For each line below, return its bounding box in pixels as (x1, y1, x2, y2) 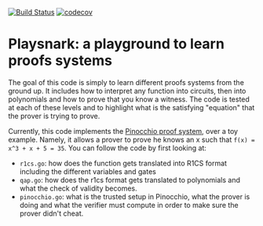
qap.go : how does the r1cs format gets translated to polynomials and (19, 175, 241, 184)
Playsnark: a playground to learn (8, 35, 225, 53)
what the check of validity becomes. (19, 183, 137, 193)
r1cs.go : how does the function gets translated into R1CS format (19, 158, 228, 168)
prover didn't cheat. (19, 209, 84, 218)
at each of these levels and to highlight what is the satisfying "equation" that (8, 102, 255, 112)
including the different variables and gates (19, 166, 157, 176)
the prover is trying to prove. (8, 111, 100, 120)
